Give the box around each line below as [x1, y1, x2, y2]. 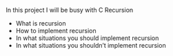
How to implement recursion [15, 27, 96, 35]
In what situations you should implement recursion [15, 34, 159, 42]
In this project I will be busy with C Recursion [6, 6, 134, 14]
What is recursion [15, 19, 66, 27]
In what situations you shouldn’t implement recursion [15, 41, 166, 49]
